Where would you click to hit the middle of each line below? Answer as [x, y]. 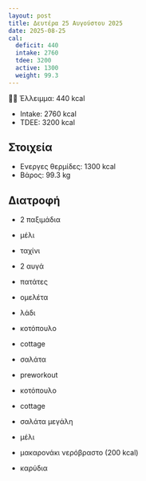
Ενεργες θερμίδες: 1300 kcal [67, 167]
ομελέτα [34, 297]
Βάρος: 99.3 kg [45, 175]
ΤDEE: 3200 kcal [47, 122]
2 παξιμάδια [40, 220]
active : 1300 [37, 68]
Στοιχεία [31, 148]
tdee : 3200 [34, 61]
